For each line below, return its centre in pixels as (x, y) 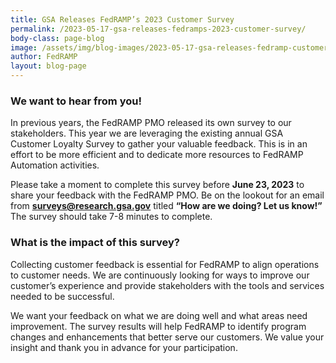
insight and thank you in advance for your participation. (124, 347)
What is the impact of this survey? (95, 243)
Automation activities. (55, 165)
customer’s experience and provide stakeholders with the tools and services (167, 285)
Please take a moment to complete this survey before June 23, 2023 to (157, 185)
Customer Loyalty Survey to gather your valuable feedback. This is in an (159, 144)
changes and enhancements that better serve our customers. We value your (167, 337)
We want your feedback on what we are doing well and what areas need (159, 315)
